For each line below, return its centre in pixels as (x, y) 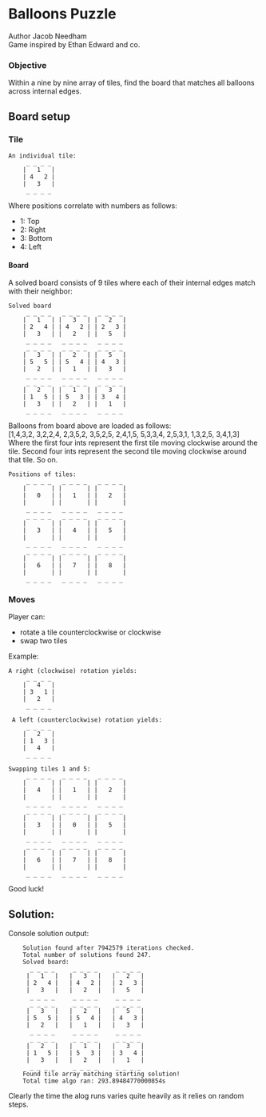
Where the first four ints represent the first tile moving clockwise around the (133, 443)
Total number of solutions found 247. (87, 955)
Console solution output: (49, 934)
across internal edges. (45, 91)
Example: (24, 656)
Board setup (39, 116)
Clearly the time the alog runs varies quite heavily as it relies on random (126, 1096)
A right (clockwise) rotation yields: (73, 671)
